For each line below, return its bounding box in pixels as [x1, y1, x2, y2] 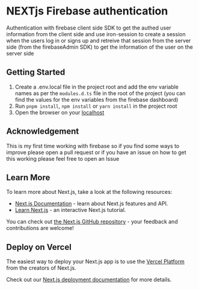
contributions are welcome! [6, 225, 74, 232]
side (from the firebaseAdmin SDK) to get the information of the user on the [6, 43, 194, 51]
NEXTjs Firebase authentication [6, 4, 168, 18]
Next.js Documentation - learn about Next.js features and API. [14, 200, 168, 207]
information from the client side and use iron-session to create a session [6, 30, 186, 37]
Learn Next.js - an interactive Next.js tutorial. [14, 207, 126, 214]
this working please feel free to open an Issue [6, 155, 120, 162]
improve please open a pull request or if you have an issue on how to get [6, 149, 186, 156]
